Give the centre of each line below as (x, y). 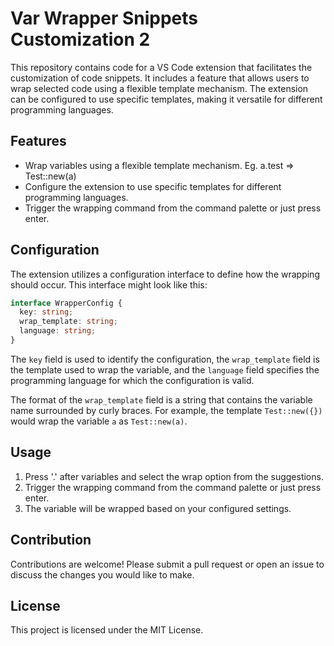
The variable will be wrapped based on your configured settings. (158, 508)
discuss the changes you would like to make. (102, 574)
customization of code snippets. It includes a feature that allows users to (160, 78)
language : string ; (58, 331)
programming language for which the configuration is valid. (132, 380)
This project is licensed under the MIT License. (107, 630)
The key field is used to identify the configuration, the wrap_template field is (165, 359)
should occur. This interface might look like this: (109, 284)
